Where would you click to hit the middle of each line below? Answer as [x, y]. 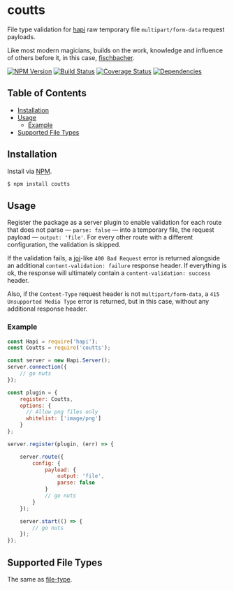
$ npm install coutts [39, 184]
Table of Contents [47, 93]
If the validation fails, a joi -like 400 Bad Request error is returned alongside [114, 258]
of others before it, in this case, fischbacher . [71, 57]
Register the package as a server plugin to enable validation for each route [115, 223]
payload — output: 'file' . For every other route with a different [100, 237]
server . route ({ [42, 457]
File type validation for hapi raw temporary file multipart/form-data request [116, 29]
